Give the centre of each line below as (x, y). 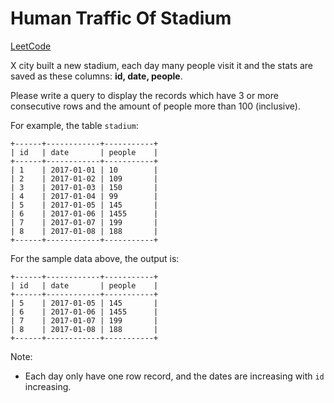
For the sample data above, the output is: (95, 258)
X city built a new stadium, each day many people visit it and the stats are (162, 65)
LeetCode (31, 46)
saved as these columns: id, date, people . (96, 76)
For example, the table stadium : (74, 125)
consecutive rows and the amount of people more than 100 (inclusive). (155, 106)
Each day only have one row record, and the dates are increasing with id (174, 376)
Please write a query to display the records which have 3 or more (144, 95)
